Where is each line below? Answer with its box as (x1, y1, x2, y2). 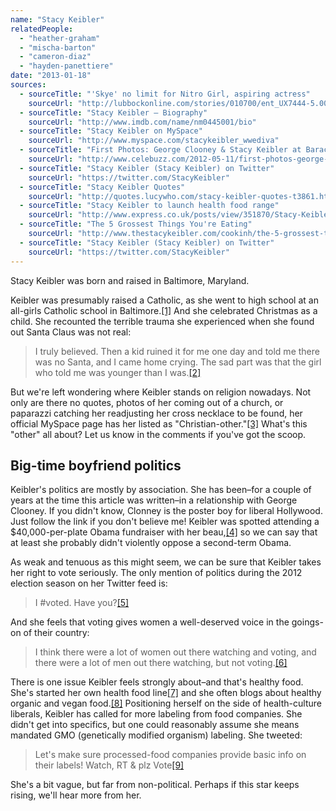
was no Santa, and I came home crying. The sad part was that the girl (34, 356, 322, 368)
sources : (10, 80, 47, 90)
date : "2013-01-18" (10, 71, 92, 81)
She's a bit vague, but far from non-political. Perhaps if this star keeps (10, 779, 300, 791)
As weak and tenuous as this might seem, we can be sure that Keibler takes (10, 556, 322, 568)
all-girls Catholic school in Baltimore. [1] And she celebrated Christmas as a (10, 304, 318, 316)
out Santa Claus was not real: (10, 326, 132, 338)
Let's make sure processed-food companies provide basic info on (34, 749, 307, 761)
